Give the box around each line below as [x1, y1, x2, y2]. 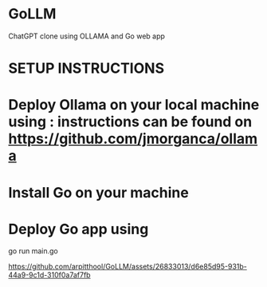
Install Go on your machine [8, 183, 189, 201]
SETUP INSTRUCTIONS [8, 59, 165, 78]
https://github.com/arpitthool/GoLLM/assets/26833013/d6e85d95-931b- [8, 261, 247, 272]
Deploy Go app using [8, 220, 149, 238]
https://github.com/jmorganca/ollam [8, 130, 258, 148]
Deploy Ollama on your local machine [8, 96, 260, 114]
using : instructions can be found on [8, 113, 253, 131]
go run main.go [8, 246, 58, 256]
